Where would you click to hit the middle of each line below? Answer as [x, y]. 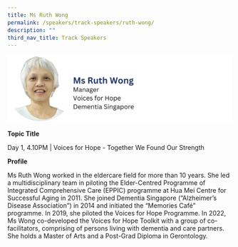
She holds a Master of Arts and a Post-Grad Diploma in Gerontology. [108, 236]
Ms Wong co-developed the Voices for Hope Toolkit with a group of [107, 221]
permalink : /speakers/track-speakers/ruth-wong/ [81, 22]
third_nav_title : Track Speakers [57, 38]
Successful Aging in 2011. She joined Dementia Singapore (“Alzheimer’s [112, 198]
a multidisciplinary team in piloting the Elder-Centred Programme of [107, 183]
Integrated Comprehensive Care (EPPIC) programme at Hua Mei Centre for [117, 191]
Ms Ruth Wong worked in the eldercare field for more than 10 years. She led [119, 176]
